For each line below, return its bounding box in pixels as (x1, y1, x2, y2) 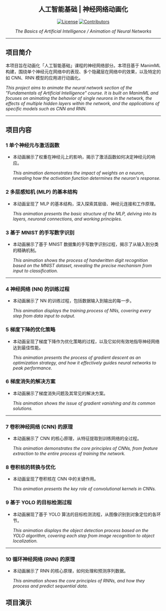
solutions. (12, 405, 33, 411)
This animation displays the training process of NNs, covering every (12, 308, 152, 314)
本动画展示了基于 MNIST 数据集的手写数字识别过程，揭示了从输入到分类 (12, 241, 159, 247)
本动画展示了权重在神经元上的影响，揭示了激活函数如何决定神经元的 (12, 154, 151, 160)
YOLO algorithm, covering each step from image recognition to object (12, 532, 155, 538)
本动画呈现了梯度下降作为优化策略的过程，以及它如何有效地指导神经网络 (12, 338, 160, 344)
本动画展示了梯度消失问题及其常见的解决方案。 (12, 390, 108, 396)
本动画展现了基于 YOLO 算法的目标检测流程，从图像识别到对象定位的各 (12, 511, 157, 517)
